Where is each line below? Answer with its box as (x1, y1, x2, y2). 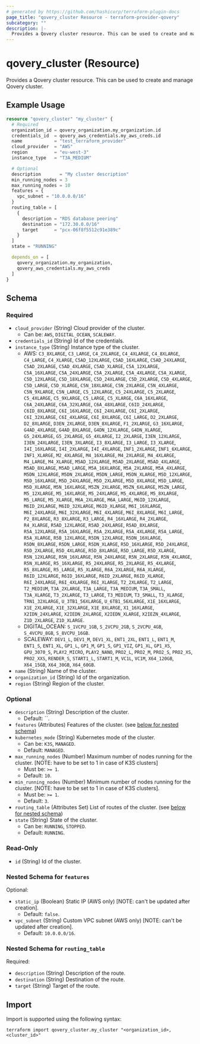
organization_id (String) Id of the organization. (14, 673, 131, 681)
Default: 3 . (23, 797, 49, 804)
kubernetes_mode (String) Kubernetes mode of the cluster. (14, 734, 156, 741)
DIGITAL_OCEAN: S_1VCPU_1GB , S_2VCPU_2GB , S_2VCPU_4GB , (23, 623, 163, 630)
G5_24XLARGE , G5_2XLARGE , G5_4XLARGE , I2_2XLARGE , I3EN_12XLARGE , (23, 433, 182, 440)
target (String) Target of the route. (14, 982, 100, 990)
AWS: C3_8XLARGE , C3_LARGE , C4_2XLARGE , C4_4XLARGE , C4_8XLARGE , (23, 350, 180, 357)
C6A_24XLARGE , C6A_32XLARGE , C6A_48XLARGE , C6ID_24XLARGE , (23, 401, 165, 408)
